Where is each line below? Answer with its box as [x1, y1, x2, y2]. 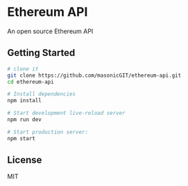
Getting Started [7, 47, 76, 59]
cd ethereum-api [7, 78, 54, 85]
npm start [7, 135, 36, 142]
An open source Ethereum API [7, 27, 94, 35]
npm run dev [7, 116, 42, 123]
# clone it [7, 65, 39, 73]
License [7, 154, 42, 166]
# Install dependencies [7, 91, 76, 97]
